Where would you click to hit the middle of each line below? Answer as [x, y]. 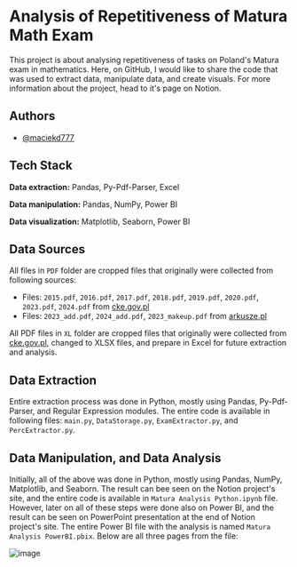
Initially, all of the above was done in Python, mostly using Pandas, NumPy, [146, 479]
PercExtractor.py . [42, 430]
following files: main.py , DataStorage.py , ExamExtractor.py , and [124, 420]
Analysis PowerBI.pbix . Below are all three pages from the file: [124, 536]
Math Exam [51, 35]
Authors [32, 116]
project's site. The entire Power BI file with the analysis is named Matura [140, 527]
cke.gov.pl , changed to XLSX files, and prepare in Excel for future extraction [148, 343]
